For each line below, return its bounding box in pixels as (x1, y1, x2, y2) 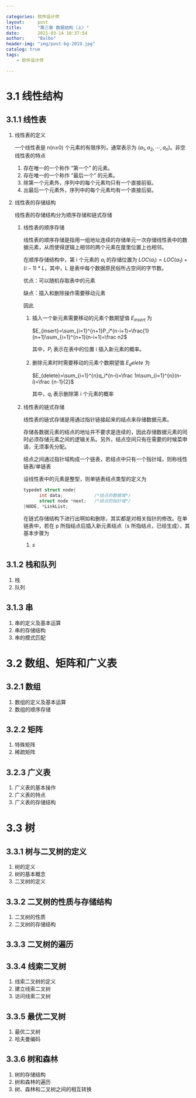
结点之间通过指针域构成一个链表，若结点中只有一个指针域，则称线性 (23, 456, 188, 463)
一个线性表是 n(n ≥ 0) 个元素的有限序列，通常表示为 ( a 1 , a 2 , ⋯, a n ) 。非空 (14, 144, 186, 152)
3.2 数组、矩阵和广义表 (6, 656, 118, 670)
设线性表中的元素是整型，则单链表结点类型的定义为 (23, 476, 147, 483)
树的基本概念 (14, 870, 46, 877)
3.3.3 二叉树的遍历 (6, 940, 74, 950)
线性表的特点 (14, 152, 46, 159)
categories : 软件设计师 (6, 13, 60, 19)
